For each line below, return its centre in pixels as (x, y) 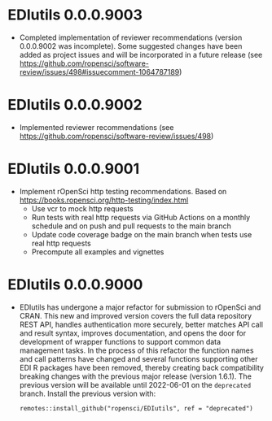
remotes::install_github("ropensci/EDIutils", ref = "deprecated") (136, 408)
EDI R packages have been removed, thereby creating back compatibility (141, 367)
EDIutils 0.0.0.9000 (75, 284)
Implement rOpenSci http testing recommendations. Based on (123, 191)
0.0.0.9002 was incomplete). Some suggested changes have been (131, 46)
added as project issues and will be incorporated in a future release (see (141, 54)
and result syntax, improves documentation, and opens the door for (132, 333)
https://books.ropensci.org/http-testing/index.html (104, 200)
